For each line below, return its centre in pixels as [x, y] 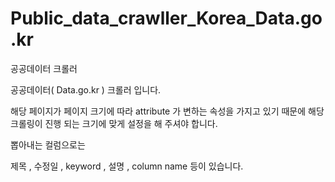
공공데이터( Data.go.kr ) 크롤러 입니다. [86, 89]
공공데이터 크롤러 [44, 68]
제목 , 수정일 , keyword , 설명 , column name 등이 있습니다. [127, 166]
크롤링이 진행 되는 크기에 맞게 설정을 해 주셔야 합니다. [114, 123]
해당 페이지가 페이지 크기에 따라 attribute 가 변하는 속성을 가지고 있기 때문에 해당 [167, 111]
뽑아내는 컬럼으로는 [48, 144]
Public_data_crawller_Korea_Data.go [166, 18]
